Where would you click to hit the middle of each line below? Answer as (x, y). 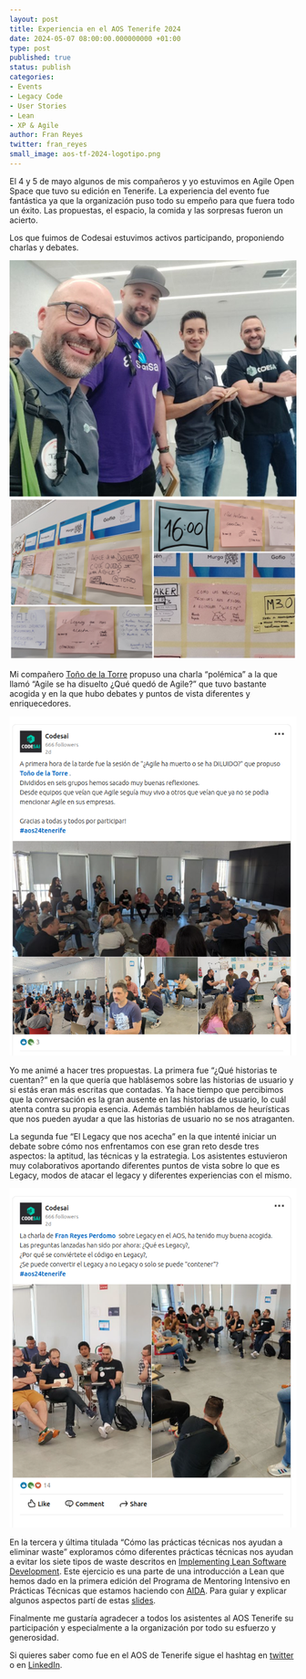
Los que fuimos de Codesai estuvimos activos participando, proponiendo (147, 237)
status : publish (40, 68)
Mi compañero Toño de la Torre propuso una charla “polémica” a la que (143, 675)
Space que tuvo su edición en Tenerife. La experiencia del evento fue (140, 191)
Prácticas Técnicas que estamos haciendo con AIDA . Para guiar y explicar (148, 1590)
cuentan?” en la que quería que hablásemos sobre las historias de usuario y (152, 1080)
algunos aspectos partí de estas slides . (83, 1600)
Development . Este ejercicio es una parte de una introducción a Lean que (147, 1571)
